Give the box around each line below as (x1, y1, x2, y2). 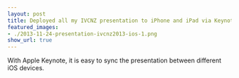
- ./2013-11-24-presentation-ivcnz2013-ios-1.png (7, 30, 158, 38)
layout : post (7, 10, 46, 18)
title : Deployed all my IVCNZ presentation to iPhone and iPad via (7, 17, 212, 24)
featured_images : (7, 23, 59, 30)
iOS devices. (7, 64, 45, 72)
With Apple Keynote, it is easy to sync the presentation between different (7, 56, 222, 65)
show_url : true (7, 37, 53, 44)
